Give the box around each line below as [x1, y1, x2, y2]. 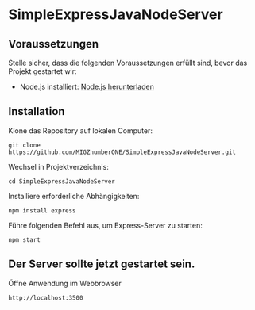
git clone [8, 141, 41, 149]
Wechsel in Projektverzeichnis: [8, 162, 109, 171]
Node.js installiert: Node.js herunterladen [19, 82, 155, 91]
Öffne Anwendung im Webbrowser [8, 278, 122, 288]
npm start [8, 235, 41, 243]
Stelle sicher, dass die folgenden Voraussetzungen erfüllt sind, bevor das [8, 58, 248, 67]
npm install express [8, 206, 77, 215]
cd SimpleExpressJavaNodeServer [8, 177, 115, 186]
